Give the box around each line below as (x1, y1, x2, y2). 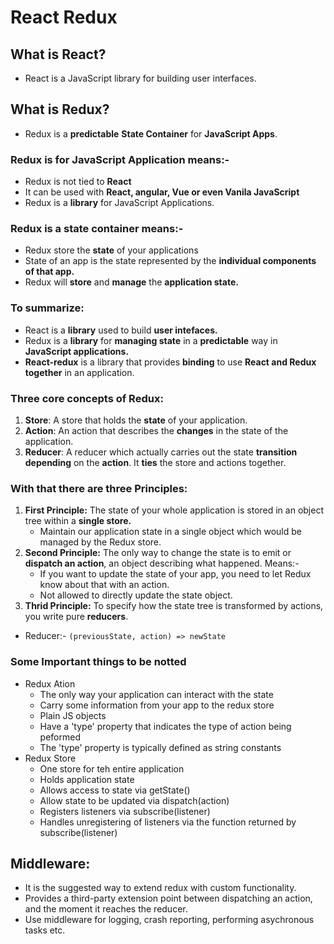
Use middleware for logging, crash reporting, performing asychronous (24, 914, 315, 926)
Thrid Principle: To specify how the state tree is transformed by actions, (24, 600, 324, 612)
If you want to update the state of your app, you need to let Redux (39, 568, 312, 580)
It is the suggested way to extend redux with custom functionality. (24, 882, 297, 894)
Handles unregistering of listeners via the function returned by (39, 816, 297, 828)
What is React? (10, 46, 107, 63)
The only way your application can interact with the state (39, 688, 274, 700)
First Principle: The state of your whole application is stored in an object (24, 504, 324, 516)
